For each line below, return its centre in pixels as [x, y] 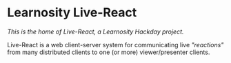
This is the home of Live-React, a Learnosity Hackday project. [96, 32]
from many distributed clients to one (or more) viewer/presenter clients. [109, 52]
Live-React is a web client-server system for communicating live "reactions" [115, 45]
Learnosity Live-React [72, 13]
